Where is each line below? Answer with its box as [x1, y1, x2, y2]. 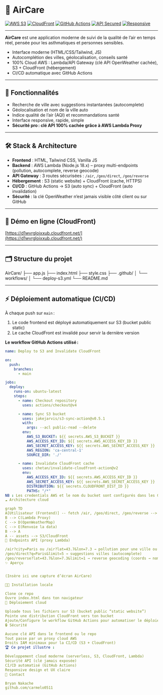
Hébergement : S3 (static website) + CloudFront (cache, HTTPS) [12, 178, 142, 184]
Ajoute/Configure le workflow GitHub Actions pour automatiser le [5, 618, 142, 623]
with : [22, 421, 34, 426]
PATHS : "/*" [26, 488, 51, 493]
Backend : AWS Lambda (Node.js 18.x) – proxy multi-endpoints [12, 162, 138, 168]
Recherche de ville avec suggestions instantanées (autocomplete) [12, 102, 144, 107]
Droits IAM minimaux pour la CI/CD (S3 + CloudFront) [5, 640, 116, 646]
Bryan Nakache [5, 681, 34, 686]
